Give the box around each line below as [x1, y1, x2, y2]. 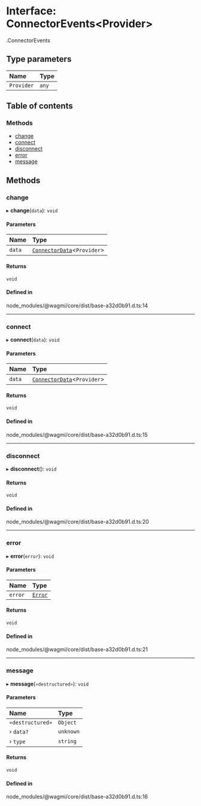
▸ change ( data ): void [6, 207, 58, 214]
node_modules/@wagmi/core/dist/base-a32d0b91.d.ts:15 [6, 431, 148, 438]
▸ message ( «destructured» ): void [6, 680, 89, 687]
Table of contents [6, 101, 73, 111]
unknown [57, 728, 80, 735]
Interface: [6, 4, 57, 18]
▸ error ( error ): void [6, 553, 54, 560]
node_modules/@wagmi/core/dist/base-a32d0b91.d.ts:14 [6, 301, 148, 309]
